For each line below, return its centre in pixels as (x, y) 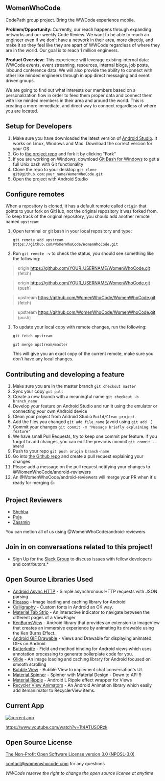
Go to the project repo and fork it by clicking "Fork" (64, 153)
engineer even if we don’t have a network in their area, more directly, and (79, 40)
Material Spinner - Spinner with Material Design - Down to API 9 (77, 675)
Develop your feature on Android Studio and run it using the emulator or (85, 406)
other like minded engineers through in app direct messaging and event (78, 75)
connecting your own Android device (50, 411)
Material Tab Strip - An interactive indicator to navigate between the (81, 612)
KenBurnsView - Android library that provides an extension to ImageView (86, 623)
